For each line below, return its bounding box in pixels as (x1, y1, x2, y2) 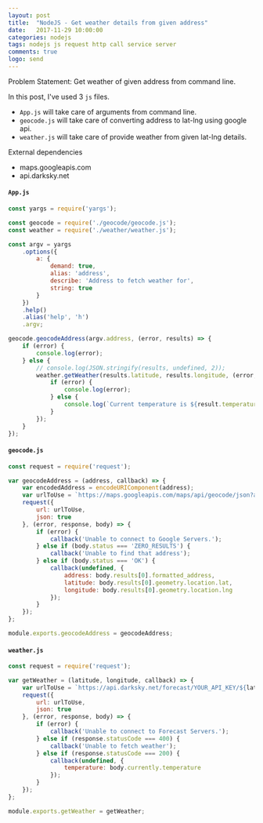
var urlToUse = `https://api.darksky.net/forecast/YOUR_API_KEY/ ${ (22, 683, 247, 691)
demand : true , (49, 262, 96, 271)
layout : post (8, 11, 51, 20)
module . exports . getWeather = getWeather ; (8, 807, 146, 815)
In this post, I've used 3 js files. (8, 92, 110, 101)
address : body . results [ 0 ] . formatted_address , (63, 571, 215, 579)
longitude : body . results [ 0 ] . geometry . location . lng (63, 586, 233, 594)
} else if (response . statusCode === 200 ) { (36, 749, 180, 757)
